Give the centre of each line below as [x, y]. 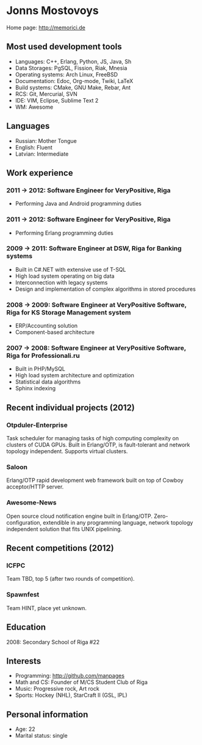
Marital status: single [41, 736]
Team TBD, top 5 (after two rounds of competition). [70, 579]
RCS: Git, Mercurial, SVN [46, 94]
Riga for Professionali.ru [43, 356]
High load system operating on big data [65, 276]
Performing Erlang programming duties [64, 233]
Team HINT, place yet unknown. [47, 608]
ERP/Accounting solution [46, 326]
